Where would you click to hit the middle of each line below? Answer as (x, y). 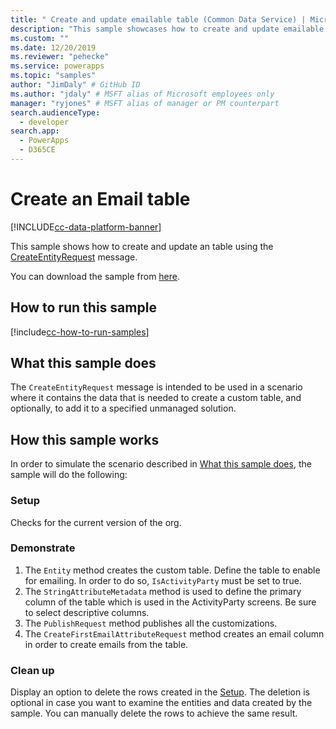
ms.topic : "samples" (53, 76)
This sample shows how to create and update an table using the (142, 246)
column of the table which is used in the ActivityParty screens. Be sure (170, 602)
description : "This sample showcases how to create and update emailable (167, 29)
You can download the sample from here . (95, 276)
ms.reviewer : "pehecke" (60, 57)
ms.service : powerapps (57, 66)
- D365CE (37, 150)
